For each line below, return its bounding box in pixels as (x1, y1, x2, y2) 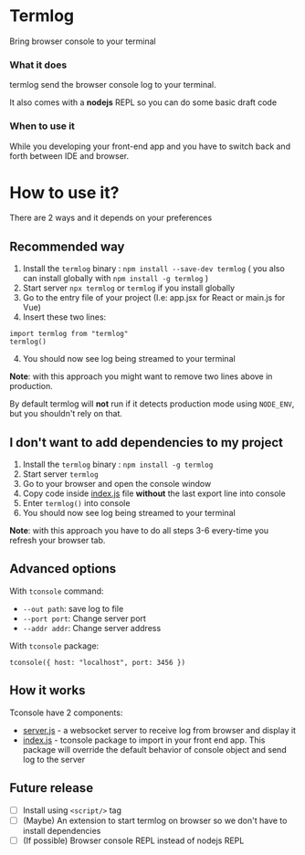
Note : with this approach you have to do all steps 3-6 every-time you (9, 525, 269, 536)
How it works (9, 682, 86, 699)
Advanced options (9, 561, 117, 576)
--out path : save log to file (22, 603, 124, 614)
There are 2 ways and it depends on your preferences (9, 212, 213, 224)
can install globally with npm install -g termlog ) (22, 273, 209, 284)
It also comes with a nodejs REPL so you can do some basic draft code (9, 97, 277, 108)
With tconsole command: (9, 586, 104, 596)
